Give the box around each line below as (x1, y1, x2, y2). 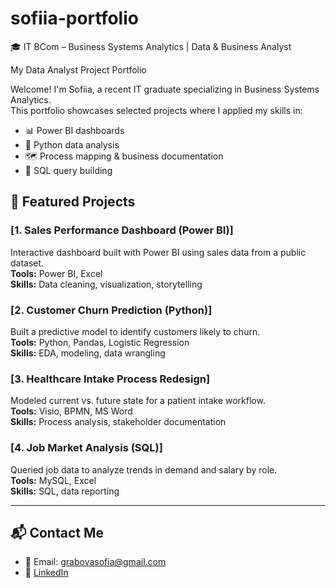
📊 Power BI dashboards (24, 124, 125, 136)
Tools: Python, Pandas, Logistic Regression (10, 336, 190, 348)
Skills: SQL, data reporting (10, 485, 120, 497)
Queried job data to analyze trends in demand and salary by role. (10, 463, 278, 476)
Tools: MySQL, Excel (10, 474, 97, 486)
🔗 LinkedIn (24, 567, 69, 579)
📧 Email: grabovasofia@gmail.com (24, 556, 167, 568)
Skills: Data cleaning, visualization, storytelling (10, 278, 203, 290)
